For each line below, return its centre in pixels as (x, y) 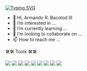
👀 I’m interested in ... (34, 23)
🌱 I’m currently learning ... (40, 28)
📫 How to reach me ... (36, 40)
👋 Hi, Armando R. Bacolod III (42, 17)
